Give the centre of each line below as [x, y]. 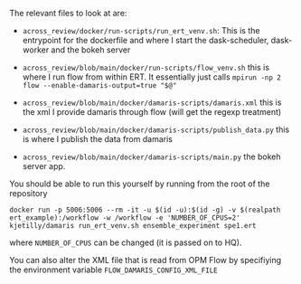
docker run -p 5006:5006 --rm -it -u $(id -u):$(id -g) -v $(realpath [145, 210]
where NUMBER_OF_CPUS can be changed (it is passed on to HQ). [126, 242]
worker [36, 50]
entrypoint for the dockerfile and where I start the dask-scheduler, [146, 40]
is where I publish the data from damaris [98, 139]
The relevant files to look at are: [68, 13]
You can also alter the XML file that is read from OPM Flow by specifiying [146, 260]
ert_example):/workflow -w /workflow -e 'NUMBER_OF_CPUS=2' [125, 218]
